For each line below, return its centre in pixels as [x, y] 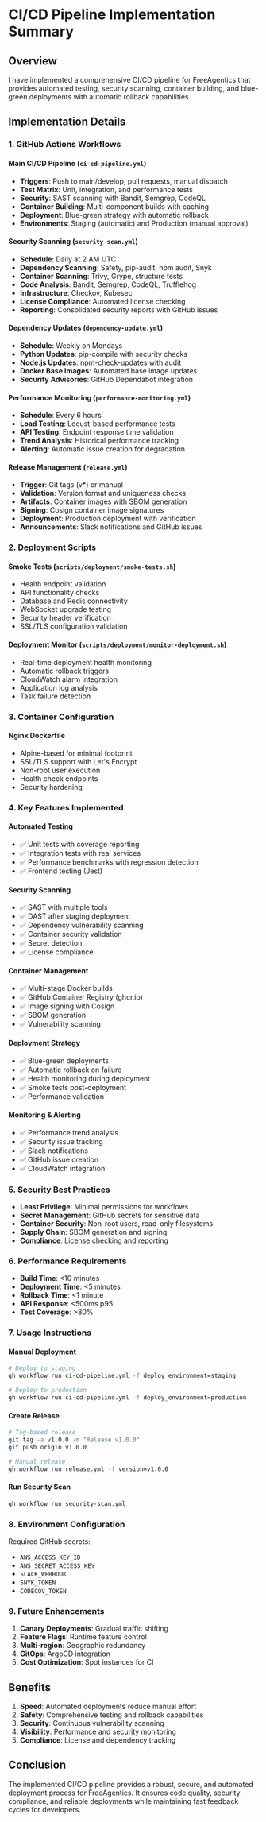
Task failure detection [55, 696]
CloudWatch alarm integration [68, 679]
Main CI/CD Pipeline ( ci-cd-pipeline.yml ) [77, 163]
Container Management [48, 970]
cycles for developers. [45, 1809]
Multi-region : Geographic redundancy [83, 1646]
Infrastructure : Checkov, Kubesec [76, 292]
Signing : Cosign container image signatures [92, 510]
